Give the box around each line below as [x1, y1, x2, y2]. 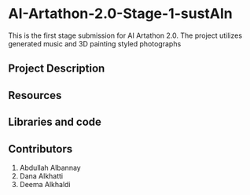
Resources [8, 88, 62, 102]
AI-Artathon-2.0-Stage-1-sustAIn [8, 5, 233, 23]
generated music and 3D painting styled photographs [8, 39, 182, 48]
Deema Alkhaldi [19, 179, 71, 189]
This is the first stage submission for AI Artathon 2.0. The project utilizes [8, 31, 242, 40]
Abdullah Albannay [19, 163, 81, 172]
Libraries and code [8, 116, 102, 129]
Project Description [8, 62, 105, 75]
